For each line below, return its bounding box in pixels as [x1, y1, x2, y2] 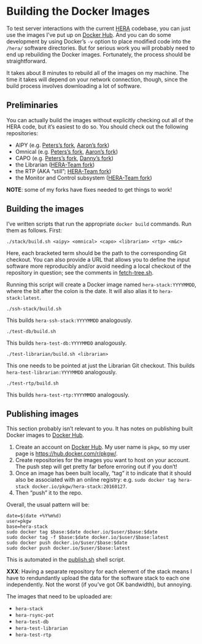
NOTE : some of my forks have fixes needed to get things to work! [6, 186, 172, 193]
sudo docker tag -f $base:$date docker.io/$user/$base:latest [6, 535, 169, 541]
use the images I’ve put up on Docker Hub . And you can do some [6, 31, 171, 38]
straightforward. [6, 57, 47, 65]
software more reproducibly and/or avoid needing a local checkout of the [6, 262, 192, 270]
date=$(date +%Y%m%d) [6, 513, 62, 519]
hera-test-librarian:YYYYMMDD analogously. [6, 368, 117, 375]
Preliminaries [6, 100, 58, 111]
